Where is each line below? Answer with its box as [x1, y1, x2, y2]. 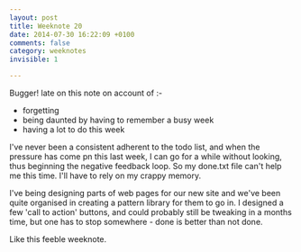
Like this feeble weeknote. [9, 234, 107, 244]
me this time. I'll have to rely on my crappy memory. [9, 170, 201, 181]
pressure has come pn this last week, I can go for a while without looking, [9, 151, 282, 162]
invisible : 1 [9, 55, 59, 64]
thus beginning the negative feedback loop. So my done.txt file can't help [9, 161, 282, 171]
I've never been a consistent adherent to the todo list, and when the [9, 141, 260, 152]
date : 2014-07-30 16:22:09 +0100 [9, 30, 135, 39]
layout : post [9, 13, 59, 22]
